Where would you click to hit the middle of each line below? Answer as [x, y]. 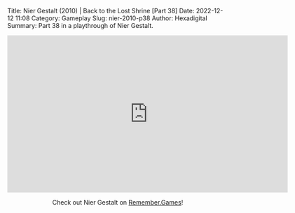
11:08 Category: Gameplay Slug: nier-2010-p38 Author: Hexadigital [111, 18]
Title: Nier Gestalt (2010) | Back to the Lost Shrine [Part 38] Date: [101, 11]
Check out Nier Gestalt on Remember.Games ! [118, 202]
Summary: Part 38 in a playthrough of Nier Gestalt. [81, 25]
